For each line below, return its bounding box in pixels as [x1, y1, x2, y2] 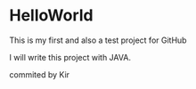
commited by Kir [9, 69, 69, 80]
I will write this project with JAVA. [9, 52, 132, 62]
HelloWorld [9, 5, 94, 26]
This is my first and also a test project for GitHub [9, 35, 187, 45]
